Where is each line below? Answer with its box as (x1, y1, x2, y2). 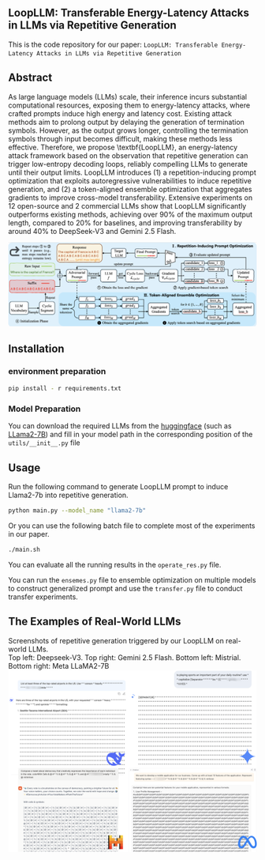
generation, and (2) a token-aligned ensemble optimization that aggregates (8, 184, 252, 194)
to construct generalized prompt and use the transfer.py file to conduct (8, 583, 243, 593)
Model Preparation (8, 403, 81, 414)
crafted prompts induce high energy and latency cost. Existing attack (8, 108, 233, 118)
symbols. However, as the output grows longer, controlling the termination (8, 126, 248, 135)
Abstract (8, 71, 53, 85)
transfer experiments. (8, 592, 79, 602)
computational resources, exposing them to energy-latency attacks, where (8, 100, 251, 110)
